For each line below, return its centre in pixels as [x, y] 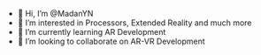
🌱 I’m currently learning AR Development [92, 32]
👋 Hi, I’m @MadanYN [55, 14]
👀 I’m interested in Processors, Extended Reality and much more [134, 23]
